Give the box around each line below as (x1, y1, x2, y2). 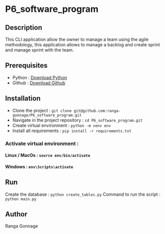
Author (5, 210, 27, 218)
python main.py (5, 196, 37, 202)
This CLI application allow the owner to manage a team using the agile (5, 36, 149, 42)
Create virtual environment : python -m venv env (12, 122, 111, 128)
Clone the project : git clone (12, 107, 72, 113)
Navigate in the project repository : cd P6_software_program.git (12, 117, 143, 123)
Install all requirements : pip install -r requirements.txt (12, 128, 132, 134)
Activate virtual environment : (5, 140, 79, 147)
